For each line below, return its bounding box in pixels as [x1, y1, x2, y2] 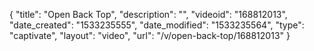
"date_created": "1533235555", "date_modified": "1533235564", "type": [9, 19, 305, 31]
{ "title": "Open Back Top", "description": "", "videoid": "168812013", [9, 9, 288, 20]
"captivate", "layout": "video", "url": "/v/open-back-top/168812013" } [9, 30, 291, 41]
